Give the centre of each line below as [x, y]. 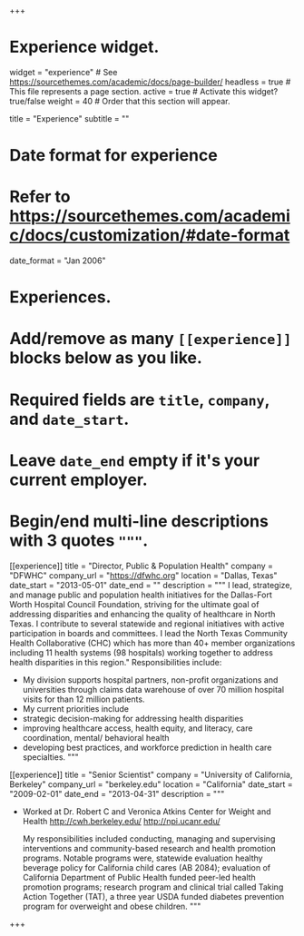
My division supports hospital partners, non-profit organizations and [150, 680]
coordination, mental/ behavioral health [96, 737]
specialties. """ [50, 757]
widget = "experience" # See [64, 72]
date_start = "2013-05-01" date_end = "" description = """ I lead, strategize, [151, 585]
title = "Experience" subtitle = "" [69, 118]
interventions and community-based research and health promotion [149, 848]
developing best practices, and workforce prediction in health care [147, 747]
